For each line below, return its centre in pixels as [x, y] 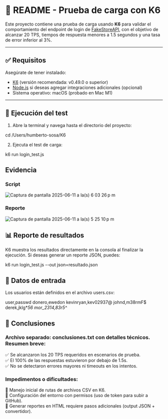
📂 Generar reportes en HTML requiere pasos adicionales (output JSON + [80, 406]
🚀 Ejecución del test [36, 113]
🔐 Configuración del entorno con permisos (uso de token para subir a [77, 395]
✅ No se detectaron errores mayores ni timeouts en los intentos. [71, 366]
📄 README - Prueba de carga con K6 [83, 10]
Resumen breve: [25, 343]
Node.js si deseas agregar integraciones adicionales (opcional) [77, 87]
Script [13, 184]
